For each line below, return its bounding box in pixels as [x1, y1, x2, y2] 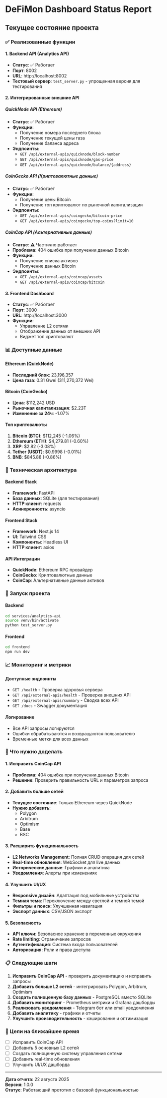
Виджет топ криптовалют [19, 334, 74, 340]
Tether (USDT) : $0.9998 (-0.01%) [12, 449, 82, 455]
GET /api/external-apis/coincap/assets [19, 275, 103, 280]
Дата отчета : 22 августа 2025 [5, 1077, 70, 1083]
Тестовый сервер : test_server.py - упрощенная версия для [12, 78, 141, 84]
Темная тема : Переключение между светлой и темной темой [12, 898, 145, 904]
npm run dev [5, 649, 30, 654]
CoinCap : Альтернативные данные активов [12, 577, 104, 583]
